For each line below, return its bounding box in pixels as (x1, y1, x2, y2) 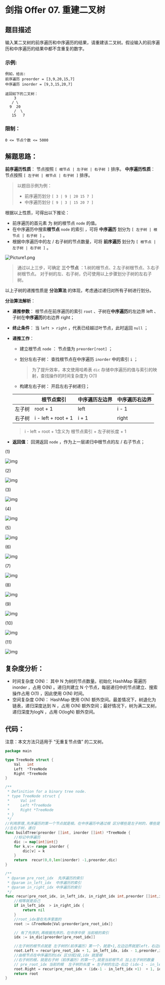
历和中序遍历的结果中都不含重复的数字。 (5, 46, 87, 52)
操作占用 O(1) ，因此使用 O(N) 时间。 (12, 691, 87, 696)
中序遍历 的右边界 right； (25, 315, 75, 320)
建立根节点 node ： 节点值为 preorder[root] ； (19, 346, 113, 352)
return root (14, 971, 38, 976)
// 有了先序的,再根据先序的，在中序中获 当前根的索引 (14, 930, 109, 935)
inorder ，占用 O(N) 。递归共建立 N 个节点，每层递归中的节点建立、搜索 (12, 684, 158, 691)
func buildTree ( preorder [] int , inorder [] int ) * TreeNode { (5, 830, 131, 836)
